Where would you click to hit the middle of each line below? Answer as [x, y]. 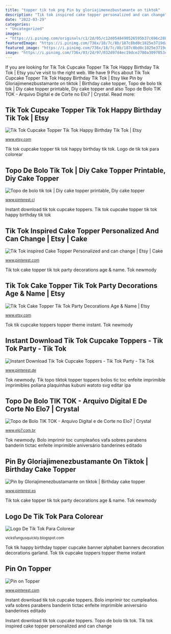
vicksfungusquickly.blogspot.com [35, 538]
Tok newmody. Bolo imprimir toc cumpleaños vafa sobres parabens [76, 440]
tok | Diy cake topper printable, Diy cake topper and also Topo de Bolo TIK [83, 89]
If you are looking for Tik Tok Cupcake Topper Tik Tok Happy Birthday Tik [82, 67]
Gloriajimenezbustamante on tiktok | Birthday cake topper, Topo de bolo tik [84, 83]
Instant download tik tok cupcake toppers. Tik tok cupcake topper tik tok [81, 210]
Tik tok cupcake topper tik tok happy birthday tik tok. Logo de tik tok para [82, 149]
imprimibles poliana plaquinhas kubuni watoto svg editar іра [68, 385]
